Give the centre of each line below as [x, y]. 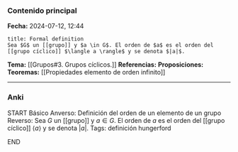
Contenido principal [42, 11]
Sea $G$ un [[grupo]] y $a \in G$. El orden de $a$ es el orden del [110, 45]
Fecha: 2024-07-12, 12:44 [46, 26]
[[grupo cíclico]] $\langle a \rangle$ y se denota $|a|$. [96, 52]
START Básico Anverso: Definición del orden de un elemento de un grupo [114, 113]
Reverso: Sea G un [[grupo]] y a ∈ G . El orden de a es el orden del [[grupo [116, 120]
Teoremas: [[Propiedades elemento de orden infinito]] [86, 72]
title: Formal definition [45, 39]
